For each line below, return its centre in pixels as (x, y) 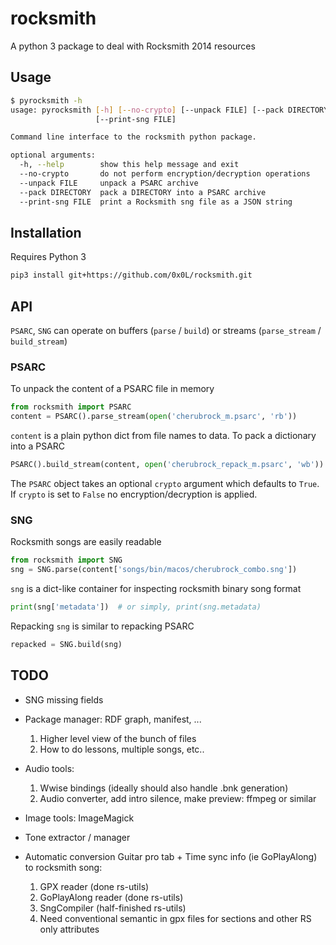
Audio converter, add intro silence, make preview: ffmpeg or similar (178, 798)
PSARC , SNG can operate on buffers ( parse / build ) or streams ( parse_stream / (166, 330)
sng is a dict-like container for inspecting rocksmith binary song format (156, 588)
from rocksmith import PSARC (71, 407)
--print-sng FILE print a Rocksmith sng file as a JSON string (156, 202)
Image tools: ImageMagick (79, 818)
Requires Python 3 (48, 257)
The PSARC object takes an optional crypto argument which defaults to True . (165, 483)
